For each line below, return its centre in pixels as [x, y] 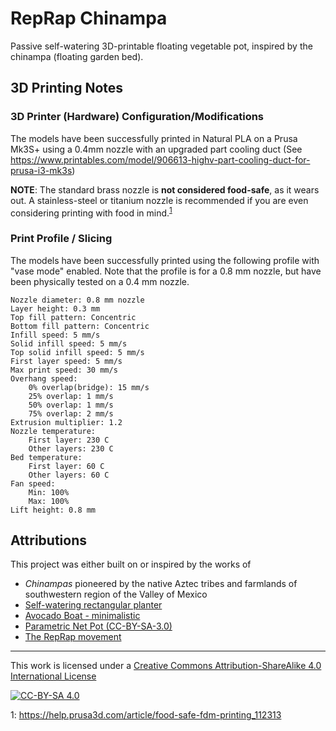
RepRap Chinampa [89, 18]
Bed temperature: [46, 457]
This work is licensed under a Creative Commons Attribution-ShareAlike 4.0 [166, 666]
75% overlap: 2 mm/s [71, 413]
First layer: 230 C [69, 440]
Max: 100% [49, 501]
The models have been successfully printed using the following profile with [165, 260]
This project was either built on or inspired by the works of [131, 564]
